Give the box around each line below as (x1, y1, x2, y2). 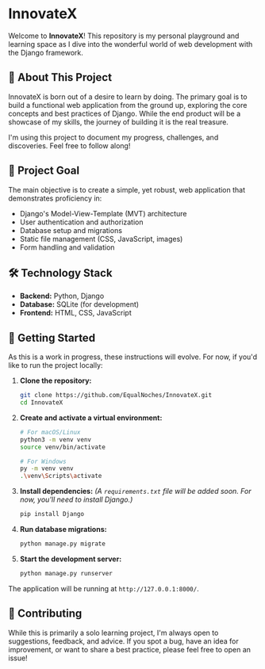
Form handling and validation (19, 243, 115, 252)
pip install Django (19, 510, 85, 518)
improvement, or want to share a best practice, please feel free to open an (8, 644, 252, 654)
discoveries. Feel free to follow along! (8, 140, 131, 151)
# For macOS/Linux (19, 428, 81, 436)
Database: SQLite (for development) (19, 300, 140, 309)
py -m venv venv (19, 464, 74, 472)
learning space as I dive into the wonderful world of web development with (8, 39, 253, 48)
